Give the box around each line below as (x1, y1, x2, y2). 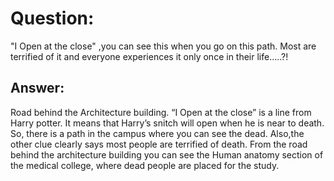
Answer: (10, 80, 65, 97)
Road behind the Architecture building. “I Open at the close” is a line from (10, 106, 312, 118)
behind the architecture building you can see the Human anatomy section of (10, 148, 324, 161)
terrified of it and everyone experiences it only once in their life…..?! (10, 50, 289, 62)
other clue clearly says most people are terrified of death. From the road (10, 138, 308, 150)
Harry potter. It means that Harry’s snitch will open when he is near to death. (10, 117, 325, 129)
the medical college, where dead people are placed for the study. (10, 159, 280, 171)
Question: (10, 7, 95, 30)
